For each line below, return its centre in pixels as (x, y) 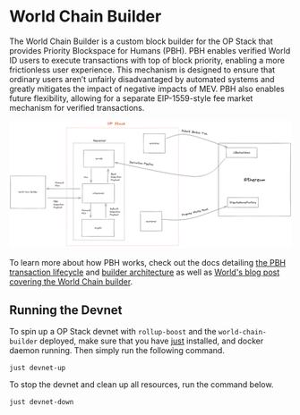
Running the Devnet (66, 310)
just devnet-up (38, 368)
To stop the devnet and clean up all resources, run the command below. (141, 385)
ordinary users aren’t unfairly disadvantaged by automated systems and (142, 79)
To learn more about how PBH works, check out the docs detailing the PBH (148, 263)
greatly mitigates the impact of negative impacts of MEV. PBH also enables (147, 89)
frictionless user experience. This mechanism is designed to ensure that (142, 70)
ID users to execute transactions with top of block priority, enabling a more (147, 60)
